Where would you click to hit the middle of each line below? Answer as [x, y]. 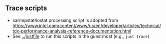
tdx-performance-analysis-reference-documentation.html [72, 31]
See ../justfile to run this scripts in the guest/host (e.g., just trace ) [81, 36]
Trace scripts [26, 8]
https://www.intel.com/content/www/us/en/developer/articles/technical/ [86, 25]
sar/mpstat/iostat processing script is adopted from [65, 20]
